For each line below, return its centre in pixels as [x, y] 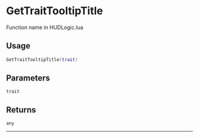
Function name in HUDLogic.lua [45, 27]
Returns [21, 110]
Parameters [28, 78]
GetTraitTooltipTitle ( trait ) [42, 60]
